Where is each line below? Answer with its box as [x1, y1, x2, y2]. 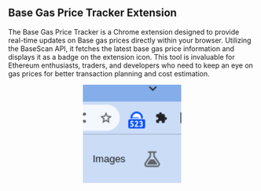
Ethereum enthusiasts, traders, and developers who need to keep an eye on [8, 61, 254, 70]
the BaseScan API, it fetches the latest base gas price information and [8, 43, 234, 53]
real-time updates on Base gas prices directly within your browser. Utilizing [8, 35, 252, 45]
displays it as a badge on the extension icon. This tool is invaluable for [8, 52, 235, 61]
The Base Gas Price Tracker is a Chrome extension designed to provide [8, 27, 240, 36]
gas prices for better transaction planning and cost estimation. [8, 68, 210, 78]
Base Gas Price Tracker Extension [8, 6, 177, 20]
